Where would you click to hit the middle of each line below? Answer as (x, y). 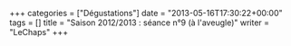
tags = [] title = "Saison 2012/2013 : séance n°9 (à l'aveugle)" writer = (140, 23)
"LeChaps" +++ (39, 32)
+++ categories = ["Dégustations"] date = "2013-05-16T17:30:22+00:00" (146, 13)
